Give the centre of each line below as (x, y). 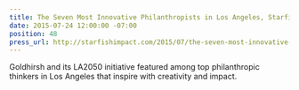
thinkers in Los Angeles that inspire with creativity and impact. (123, 77)
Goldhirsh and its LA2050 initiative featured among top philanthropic (134, 67)
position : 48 (33, 34)
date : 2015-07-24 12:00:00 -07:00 (73, 26)
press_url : (29, 42)
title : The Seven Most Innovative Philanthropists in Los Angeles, (137, 17)
